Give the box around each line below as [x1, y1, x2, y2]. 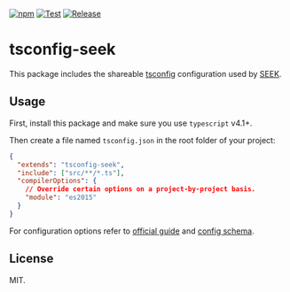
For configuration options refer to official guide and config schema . [9, 226, 255, 236]
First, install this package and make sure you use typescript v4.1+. [9, 118, 253, 128]
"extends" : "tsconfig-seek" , [17, 160, 125, 169]
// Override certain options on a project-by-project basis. [25, 185, 256, 194]
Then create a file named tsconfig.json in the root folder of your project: [9, 134, 276, 145]
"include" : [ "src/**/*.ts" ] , [17, 168, 125, 177]
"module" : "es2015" [25, 193, 98, 203]
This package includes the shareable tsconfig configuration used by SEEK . [9, 68, 282, 79]
